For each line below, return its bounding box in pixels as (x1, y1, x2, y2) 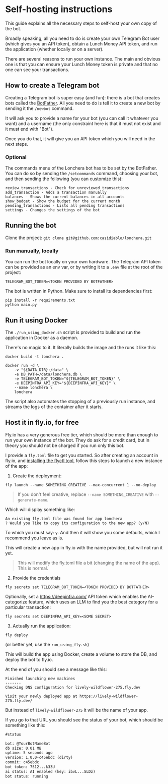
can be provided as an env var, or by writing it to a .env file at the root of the (5, 264, 163, 270)
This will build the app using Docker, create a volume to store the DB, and (5, 651, 157, 657)
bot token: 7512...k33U (5, 764, 55, 770)
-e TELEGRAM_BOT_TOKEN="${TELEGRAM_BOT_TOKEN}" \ (14, 376, 121, 381)
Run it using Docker (5, 316, 68, 324)
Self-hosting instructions (5, 4, 113, 15)
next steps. (5, 141, 29, 147)
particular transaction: (5, 604, 51, 610)
